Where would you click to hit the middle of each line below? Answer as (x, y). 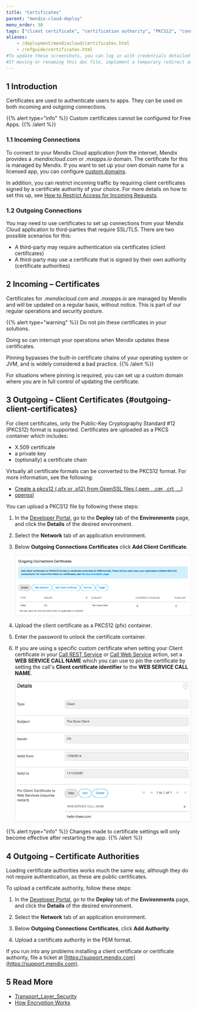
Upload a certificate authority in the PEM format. (73, 940)
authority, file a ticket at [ (36, 957)
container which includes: (37, 435)
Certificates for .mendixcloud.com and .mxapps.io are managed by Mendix (96, 298)
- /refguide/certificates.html (55, 50)
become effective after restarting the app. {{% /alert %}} (74, 838)
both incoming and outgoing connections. (57, 107)
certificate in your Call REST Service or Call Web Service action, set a (98, 655)
